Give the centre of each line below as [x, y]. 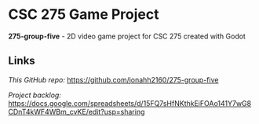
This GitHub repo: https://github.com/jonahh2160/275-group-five [113, 79]
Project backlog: [35, 95]
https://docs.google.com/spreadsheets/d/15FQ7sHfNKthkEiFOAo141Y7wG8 [130, 103]
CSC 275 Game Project [84, 15]
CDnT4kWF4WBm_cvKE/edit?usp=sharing [77, 111]
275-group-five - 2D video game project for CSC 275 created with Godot [127, 36]
